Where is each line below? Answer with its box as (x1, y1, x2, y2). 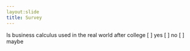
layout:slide (6, 8, 40, 15)
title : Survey (6, 15, 43, 21)
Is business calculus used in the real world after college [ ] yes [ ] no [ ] (6, 31, 185, 38)
